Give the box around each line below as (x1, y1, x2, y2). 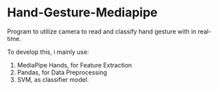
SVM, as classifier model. (16, 75, 89, 83)
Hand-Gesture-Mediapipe (7, 5, 158, 20)
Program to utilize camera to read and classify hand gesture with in (7, 27, 197, 35)
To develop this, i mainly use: (7, 48, 89, 56)
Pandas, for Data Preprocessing (16, 68, 108, 76)
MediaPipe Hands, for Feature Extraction (16, 61, 132, 69)
